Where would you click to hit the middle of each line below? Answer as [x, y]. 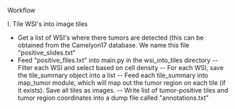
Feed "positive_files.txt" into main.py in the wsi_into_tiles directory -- [117, 60]
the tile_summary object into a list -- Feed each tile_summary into [113, 75]
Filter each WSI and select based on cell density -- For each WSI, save [121, 68]
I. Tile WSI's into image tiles [48, 24]
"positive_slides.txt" [47, 53]
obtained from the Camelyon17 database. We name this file [103, 45]
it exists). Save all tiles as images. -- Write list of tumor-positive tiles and [123, 90]
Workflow [21, 10]
